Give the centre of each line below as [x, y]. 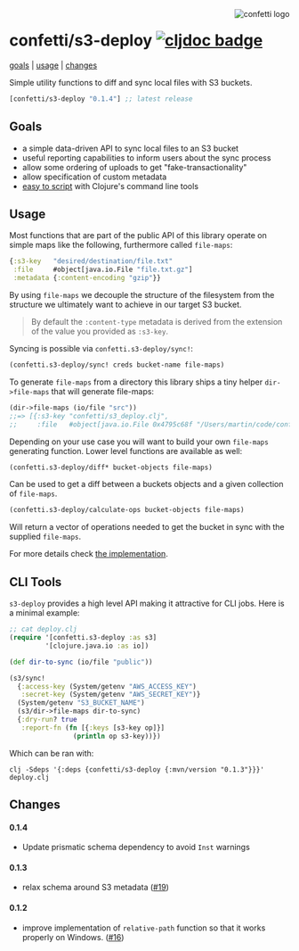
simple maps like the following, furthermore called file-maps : [121, 245]
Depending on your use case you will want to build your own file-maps [139, 442]
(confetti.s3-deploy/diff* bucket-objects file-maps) [111, 467]
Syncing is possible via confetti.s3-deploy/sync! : [101, 349]
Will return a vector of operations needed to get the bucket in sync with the [147, 527]
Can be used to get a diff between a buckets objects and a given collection [146, 484]
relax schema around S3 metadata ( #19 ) [95, 888]
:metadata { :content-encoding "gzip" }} [87, 278]
